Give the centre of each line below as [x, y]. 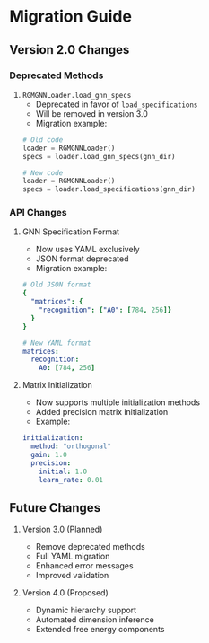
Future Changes [55, 508]
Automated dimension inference [95, 620]
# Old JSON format [57, 285]
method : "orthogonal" [71, 446]
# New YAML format [57, 343]
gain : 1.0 [49, 454]
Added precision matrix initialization [102, 412]
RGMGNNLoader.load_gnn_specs [77, 95]
